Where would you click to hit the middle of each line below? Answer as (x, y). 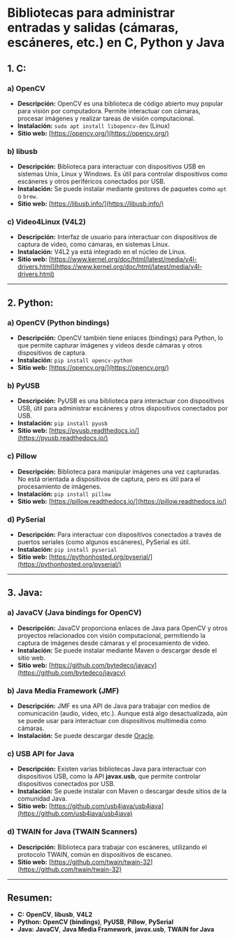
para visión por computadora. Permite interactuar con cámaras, (109, 111)
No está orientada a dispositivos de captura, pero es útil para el (109, 479)
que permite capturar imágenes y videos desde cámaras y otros (110, 346)
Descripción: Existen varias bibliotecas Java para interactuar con (112, 769)
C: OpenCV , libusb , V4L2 (55, 915)
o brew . (27, 197)
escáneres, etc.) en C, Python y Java (116, 43)
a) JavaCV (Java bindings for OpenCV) (74, 613)
